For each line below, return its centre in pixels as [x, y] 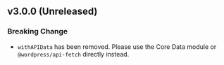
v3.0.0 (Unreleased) [52, 12]
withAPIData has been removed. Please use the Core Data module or [117, 46]
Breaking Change [38, 31]
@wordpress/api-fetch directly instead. [73, 54]
